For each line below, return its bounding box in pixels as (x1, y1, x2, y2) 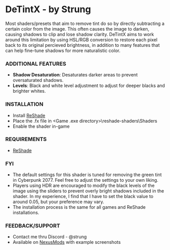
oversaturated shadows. (12, 77, 64, 84)
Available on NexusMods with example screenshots (12, 239, 121, 245)
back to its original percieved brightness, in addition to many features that (5, 42, 160, 48)
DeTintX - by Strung (5, 4, 91, 15)
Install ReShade (12, 112, 46, 118)
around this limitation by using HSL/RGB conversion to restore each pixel (5, 37, 158, 43)
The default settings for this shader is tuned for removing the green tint (12, 172, 162, 178)
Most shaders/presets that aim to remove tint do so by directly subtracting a (5, 20, 164, 26)
